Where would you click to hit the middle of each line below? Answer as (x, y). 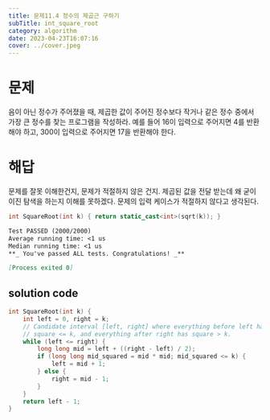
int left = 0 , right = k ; (66, 319)
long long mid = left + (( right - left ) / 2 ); (117, 349)
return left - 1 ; (52, 401)
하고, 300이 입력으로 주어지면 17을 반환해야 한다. (100, 132)
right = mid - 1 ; (80, 379)
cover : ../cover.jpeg (45, 46)
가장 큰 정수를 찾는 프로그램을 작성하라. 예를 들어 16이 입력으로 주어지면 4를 (127, 122)
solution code (43, 293)
